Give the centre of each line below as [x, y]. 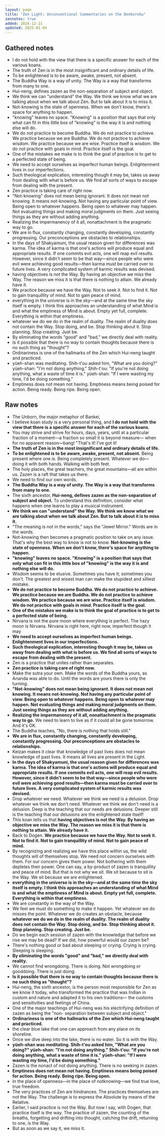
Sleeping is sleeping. [33, 950]
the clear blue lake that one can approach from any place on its [76, 1029]
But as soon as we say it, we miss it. [49, 1128]
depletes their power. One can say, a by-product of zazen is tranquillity [84, 867]
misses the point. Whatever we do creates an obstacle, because [77, 913]
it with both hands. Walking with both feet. [68, 464]
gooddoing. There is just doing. [44, 971]
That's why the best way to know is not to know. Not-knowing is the [82, 542]
